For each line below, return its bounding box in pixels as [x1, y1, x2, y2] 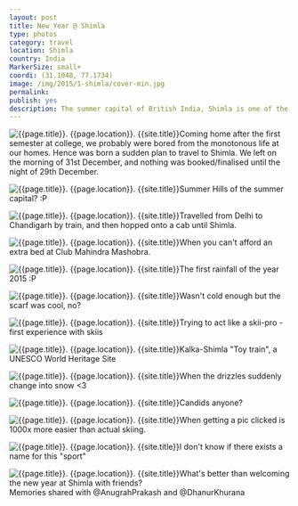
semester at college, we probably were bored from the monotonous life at [9, 138, 279, 149]
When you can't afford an [179, 237, 273, 248]
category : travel [9, 37, 74, 47]
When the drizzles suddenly [179, 371, 282, 381]
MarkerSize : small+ [9, 63, 82, 72]
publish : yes [9, 95, 58, 105]
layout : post [9, 12, 58, 22]
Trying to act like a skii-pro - [179, 317, 283, 328]
